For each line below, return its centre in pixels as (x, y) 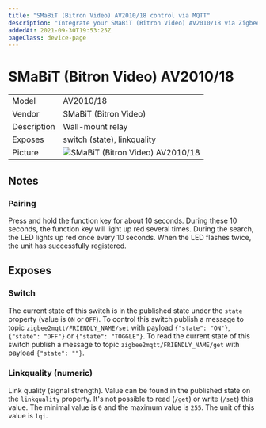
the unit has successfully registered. (67, 246)
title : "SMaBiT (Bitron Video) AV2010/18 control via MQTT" (110, 15)
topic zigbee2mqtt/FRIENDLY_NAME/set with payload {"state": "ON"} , (119, 327)
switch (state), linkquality (110, 139)
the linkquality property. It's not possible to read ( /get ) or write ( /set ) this (131, 399)
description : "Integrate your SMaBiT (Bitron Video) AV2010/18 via (122, 23)
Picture (26, 153)
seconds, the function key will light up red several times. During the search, (131, 229)
